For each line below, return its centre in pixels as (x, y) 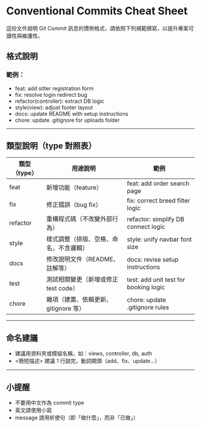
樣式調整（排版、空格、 (79, 239)
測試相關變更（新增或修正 (82, 279)
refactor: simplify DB (156, 219)
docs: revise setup (153, 260)
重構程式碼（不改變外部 (79, 219)
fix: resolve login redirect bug (51, 94)
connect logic (146, 227)
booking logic (146, 287)
